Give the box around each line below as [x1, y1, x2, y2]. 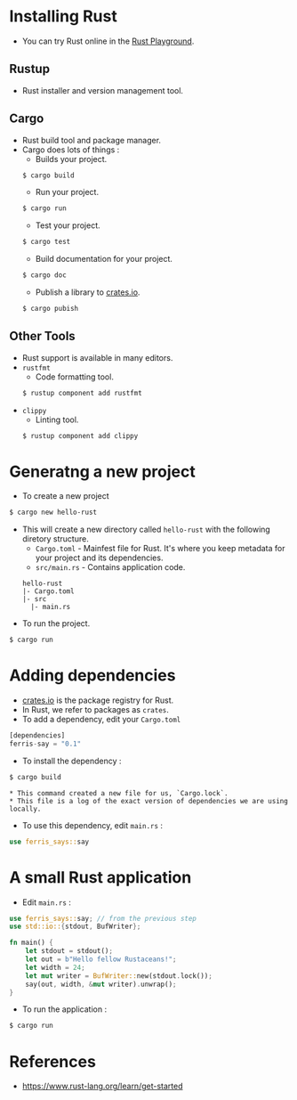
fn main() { [9, 938, 53, 948]
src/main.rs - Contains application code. [35, 562, 186, 573]
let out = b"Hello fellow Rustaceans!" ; [25, 955, 177, 964]
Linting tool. [35, 414, 79, 425]
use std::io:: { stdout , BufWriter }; [9, 922, 141, 932]
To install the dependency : [21, 755, 122, 766]
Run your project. [35, 187, 100, 198]
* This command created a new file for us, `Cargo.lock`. [9, 788, 229, 798]
